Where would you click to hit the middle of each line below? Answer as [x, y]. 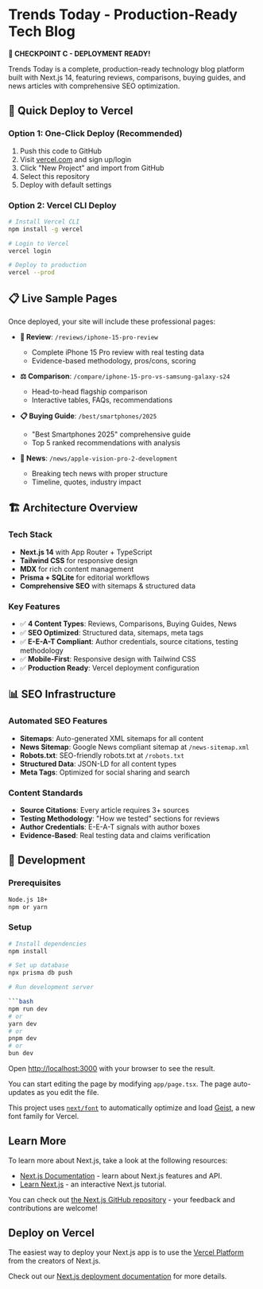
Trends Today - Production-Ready [123, 15]
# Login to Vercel [39, 243]
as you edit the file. [68, 1093]
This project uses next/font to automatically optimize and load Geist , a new [132, 1108]
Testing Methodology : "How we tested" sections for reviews [120, 818]
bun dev [21, 1054]
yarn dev [23, 1023]
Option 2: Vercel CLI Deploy [62, 205]
